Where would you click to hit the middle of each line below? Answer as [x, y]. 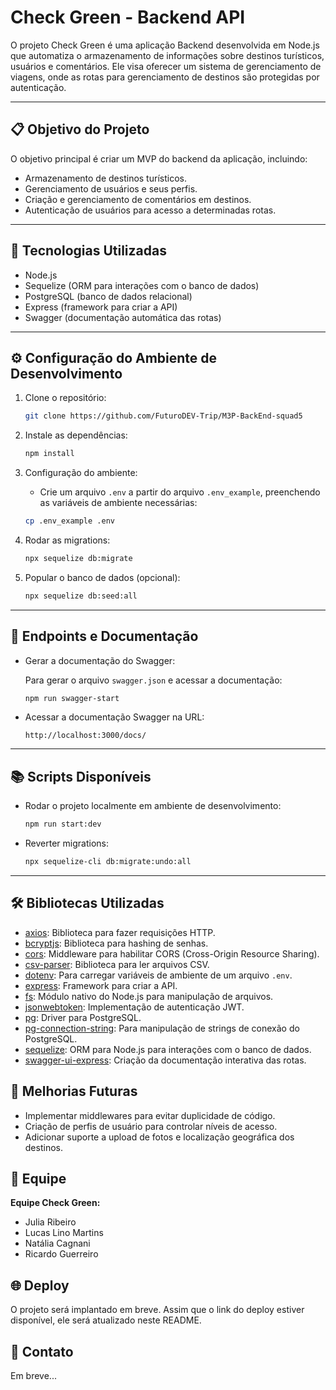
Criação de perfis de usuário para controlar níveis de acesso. [151, 1126]
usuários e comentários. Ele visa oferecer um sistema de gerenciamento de [166, 66]
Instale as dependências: [76, 435]
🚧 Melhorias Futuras [74, 1091]
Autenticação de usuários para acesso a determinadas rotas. [150, 210]
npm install [49, 454]
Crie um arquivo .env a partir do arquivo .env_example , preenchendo [180, 492]
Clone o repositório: [65, 398]
